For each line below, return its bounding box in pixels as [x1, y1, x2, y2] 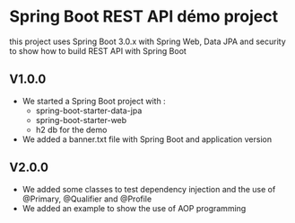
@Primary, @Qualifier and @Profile [22, 193, 152, 204]
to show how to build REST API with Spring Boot [9, 45, 187, 56]
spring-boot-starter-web [35, 114, 127, 125]
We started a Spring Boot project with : [22, 95, 166, 106]
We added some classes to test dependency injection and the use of [22, 183, 276, 194]
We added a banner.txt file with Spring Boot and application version [22, 133, 272, 145]
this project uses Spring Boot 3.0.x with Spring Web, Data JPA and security [9, 36, 287, 47]
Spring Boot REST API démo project [9, 6, 279, 27]
